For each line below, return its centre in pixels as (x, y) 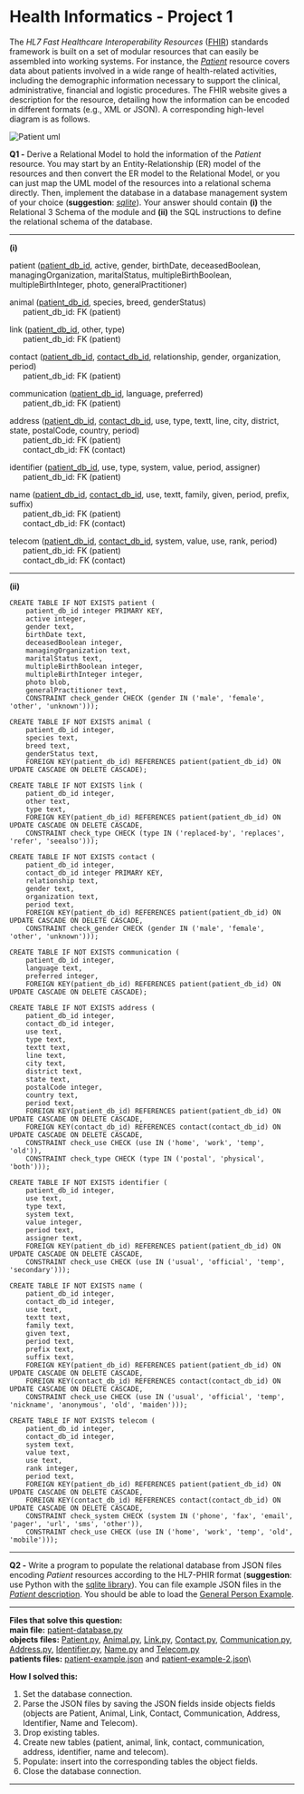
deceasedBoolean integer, (75, 642)
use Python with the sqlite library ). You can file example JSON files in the (146, 1584)
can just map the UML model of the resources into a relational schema (140, 182)
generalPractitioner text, (76, 690)
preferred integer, (62, 976)
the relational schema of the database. (81, 221)
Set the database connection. (77, 1693)
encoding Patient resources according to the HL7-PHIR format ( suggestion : (151, 1574)
